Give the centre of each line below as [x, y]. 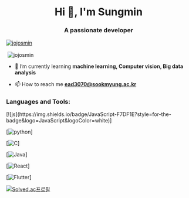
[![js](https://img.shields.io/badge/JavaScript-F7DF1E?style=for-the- [89, 114]
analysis [25, 73]
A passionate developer [99, 30]
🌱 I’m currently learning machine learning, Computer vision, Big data [99, 66]
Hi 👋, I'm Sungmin [99, 12]
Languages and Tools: [38, 102]
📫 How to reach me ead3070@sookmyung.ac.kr [75, 84]
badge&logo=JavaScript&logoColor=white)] [59, 121]
